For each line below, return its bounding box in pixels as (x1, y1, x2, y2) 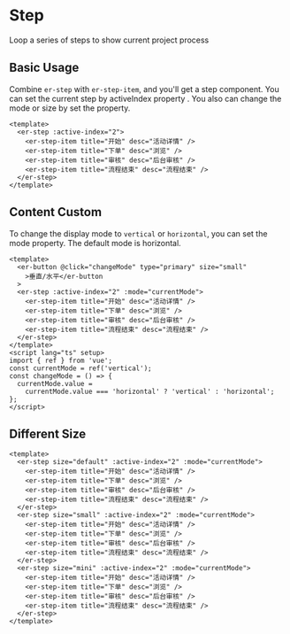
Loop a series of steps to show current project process (9, 35, 210, 45)
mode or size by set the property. (9, 103, 131, 113)
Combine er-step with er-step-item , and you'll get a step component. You (9, 83, 280, 94)
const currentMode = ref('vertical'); (9, 364, 152, 373)
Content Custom (9, 205, 103, 220)
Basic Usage (9, 60, 80, 75)
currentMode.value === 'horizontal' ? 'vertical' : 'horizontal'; (25, 387, 275, 396)
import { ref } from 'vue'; (9, 356, 113, 365)
